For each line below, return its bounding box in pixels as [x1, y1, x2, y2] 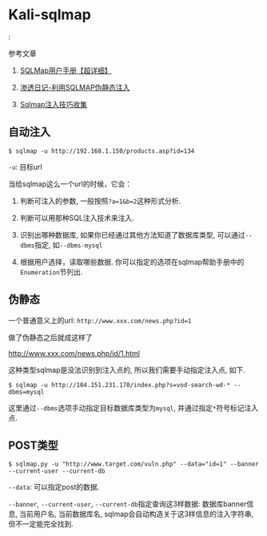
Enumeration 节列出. [19, 266, 83, 277]
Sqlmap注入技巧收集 [19, 99, 88, 109]
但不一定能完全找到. [8, 519, 74, 529]
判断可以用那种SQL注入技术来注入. [19, 213, 134, 222]
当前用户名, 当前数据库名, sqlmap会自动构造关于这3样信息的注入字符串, [18, 510, 254, 519]
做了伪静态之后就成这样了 [8, 332, 93, 342]
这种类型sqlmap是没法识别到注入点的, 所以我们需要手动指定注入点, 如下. [8, 365, 246, 374]
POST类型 [8, 438, 58, 452]
